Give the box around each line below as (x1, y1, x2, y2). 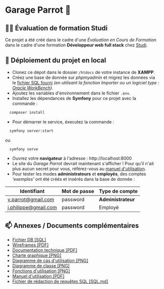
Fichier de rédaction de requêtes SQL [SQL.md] (12, 279, 109, 285)
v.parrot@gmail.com (7, 196, 55, 203)
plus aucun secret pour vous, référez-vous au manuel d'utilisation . (12, 166, 146, 172)
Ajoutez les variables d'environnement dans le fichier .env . (12, 90, 131, 96)
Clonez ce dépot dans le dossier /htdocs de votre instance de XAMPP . (12, 69, 155, 75)
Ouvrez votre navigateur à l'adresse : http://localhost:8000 (12, 155, 132, 161)
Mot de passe (62, 188, 94, 195)
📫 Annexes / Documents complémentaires (5, 221, 139, 230)
